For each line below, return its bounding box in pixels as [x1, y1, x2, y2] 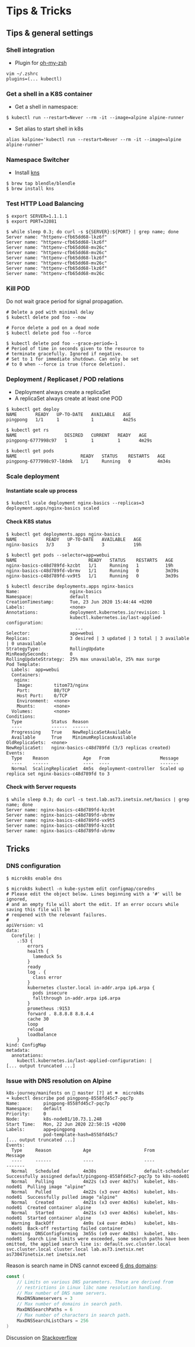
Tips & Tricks [6, 4, 72, 18]
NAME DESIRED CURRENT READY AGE [6, 433, 147, 439]
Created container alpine [27, 1204, 92, 1211]
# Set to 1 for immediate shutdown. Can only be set [6, 356, 139, 362]
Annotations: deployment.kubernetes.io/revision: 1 [6, 609, 166, 615]
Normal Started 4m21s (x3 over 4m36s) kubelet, [11, 1210, 166, 1215]
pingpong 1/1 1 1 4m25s [6, 417, 136, 423]
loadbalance [27, 1032, 57, 1037]
